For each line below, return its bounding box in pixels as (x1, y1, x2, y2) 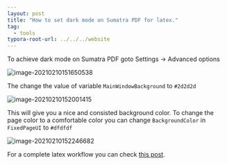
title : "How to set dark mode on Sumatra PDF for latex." (7, 17, 178, 24)
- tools (13, 29, 36, 37)
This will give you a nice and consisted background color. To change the (7, 109, 214, 117)
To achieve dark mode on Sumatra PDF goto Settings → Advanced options (7, 55, 220, 63)
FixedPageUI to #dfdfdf (7, 123, 73, 132)
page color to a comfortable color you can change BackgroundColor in (7, 116, 206, 125)
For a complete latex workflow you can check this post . (7, 150, 165, 159)
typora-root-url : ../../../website (7, 36, 110, 43)
